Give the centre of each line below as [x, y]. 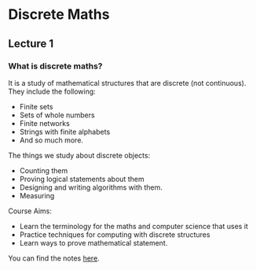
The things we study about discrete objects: [79, 155]
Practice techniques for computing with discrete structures [115, 235]
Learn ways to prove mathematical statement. [93, 242]
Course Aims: [30, 211]
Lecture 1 [31, 44]
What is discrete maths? [55, 66]
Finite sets [36, 106]
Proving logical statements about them [82, 179]
